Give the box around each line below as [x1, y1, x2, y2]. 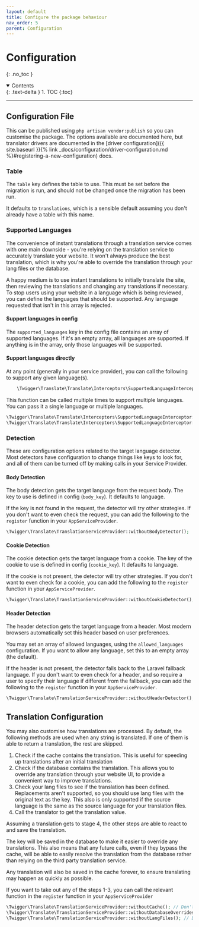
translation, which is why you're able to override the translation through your [6, 258, 192, 265]
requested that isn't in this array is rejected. [6, 301, 113, 309]
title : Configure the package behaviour [6, 14, 108, 20]
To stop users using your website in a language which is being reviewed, [6, 289, 184, 296]
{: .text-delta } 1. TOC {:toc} [6, 89, 73, 96]
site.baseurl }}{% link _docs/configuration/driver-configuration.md [6, 146, 168, 153]
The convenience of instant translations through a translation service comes [6, 239, 192, 247]
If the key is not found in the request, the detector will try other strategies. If [6, 505, 191, 512]
